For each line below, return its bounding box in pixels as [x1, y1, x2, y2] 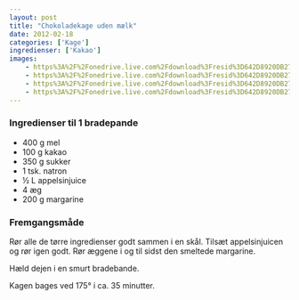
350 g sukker [21, 156, 71, 166]
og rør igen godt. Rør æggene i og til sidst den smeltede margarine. [9, 246, 256, 256]
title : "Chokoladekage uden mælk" [9, 21, 138, 30]
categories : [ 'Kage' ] [9, 37, 90, 47]
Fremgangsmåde [9, 215, 85, 228]
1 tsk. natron [21, 166, 68, 176]
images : [9, 54, 38, 63]
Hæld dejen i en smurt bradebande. [9, 264, 140, 274]
